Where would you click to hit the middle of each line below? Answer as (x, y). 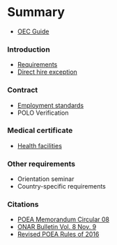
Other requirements (41, 164)
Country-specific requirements (61, 187)
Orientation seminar (46, 179)
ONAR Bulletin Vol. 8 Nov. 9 (57, 227)
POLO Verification (43, 113)
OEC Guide (33, 31)
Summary (36, 12)
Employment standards (50, 105)
